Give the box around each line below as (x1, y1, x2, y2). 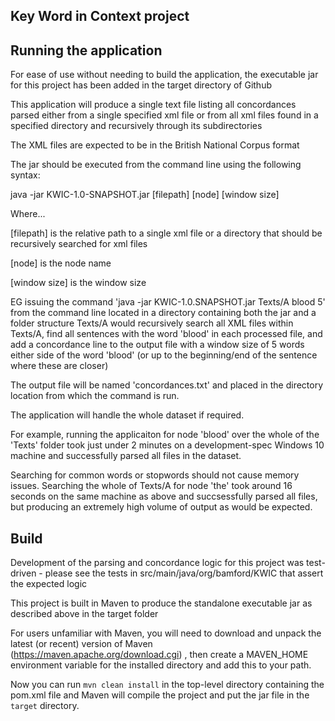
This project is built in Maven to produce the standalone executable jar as (10, 597, 313, 609)
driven (10, 567, 37, 579)
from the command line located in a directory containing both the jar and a (10, 307, 317, 319)
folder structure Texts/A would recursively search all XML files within (10, 317, 294, 329)
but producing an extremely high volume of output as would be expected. (10, 501, 313, 513)
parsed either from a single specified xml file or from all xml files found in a (10, 109, 319, 121)
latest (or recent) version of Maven (10, 638, 153, 650)
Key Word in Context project (10, 8, 190, 25)
